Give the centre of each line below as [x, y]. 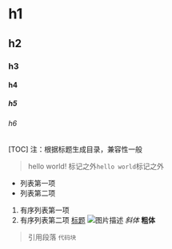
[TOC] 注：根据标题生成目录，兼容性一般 [75, 149]
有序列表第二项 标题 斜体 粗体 [88, 219]
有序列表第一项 [44, 210]
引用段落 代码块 [52, 237]
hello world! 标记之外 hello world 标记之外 [96, 166]
